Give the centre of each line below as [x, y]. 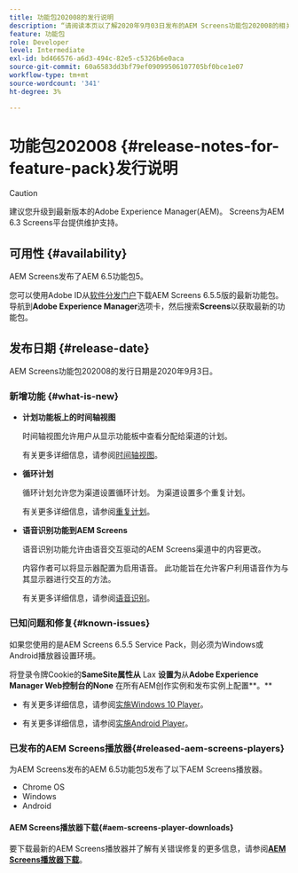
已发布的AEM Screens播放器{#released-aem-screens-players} [147, 748]
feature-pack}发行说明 [94, 168]
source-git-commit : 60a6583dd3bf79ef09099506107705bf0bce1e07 [126, 67]
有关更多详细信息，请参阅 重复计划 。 [88, 512]
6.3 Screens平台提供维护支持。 [66, 223]
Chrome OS [43, 787]
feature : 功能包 [37, 34]
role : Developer [39, 42]
